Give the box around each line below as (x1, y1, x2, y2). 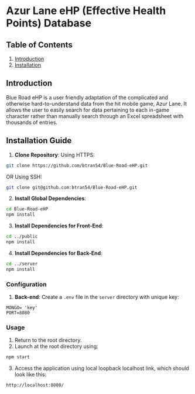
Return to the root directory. (14, 337, 82, 344)
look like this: (14, 371, 47, 378)
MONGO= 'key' (6, 305, 38, 310)
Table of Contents (6, 40, 73, 50)
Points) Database (6, 16, 92, 30)
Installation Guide (6, 136, 72, 146)
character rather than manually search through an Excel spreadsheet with (6, 112, 183, 119)
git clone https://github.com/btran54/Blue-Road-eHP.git (6, 163, 148, 168)
